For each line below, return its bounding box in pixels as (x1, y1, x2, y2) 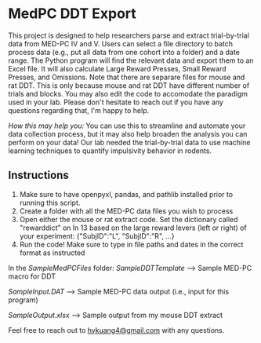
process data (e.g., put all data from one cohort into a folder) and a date (8, 47, 241, 57)
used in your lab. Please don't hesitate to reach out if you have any (8, 97, 223, 107)
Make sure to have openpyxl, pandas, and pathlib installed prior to (19, 189, 234, 199)
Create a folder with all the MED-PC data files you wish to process (19, 206, 234, 216)
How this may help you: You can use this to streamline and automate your (8, 121, 246, 130)
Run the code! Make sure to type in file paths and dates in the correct (19, 239, 244, 249)
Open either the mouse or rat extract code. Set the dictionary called (19, 214, 238, 224)
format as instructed (19, 248, 85, 257)
